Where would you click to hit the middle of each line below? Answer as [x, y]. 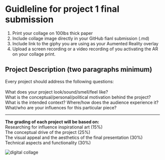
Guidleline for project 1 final [62, 9]
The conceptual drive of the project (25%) [48, 132]
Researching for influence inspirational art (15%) [54, 127]
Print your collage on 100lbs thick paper [53, 33]
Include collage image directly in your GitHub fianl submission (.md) [81, 38]
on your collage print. [34, 54]
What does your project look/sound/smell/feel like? [56, 92]
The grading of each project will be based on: [52, 122]
